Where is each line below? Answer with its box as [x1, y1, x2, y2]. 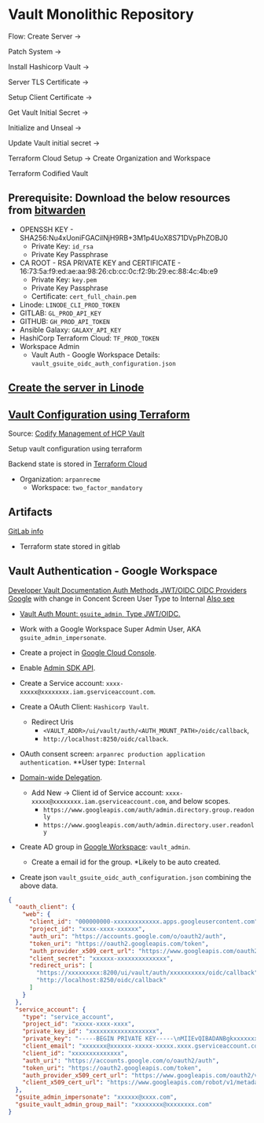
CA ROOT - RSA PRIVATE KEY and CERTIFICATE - [19, 258, 181, 267]
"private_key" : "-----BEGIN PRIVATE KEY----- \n [22, 1035, 181, 1043]
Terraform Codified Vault [8, 168, 89, 178]
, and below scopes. [164, 796, 230, 805]
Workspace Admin [19, 341, 80, 351]
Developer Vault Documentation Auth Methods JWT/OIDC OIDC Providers [8, 585, 247, 595]
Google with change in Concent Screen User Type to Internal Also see [8, 594, 235, 603]
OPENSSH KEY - [19, 224, 74, 234]
